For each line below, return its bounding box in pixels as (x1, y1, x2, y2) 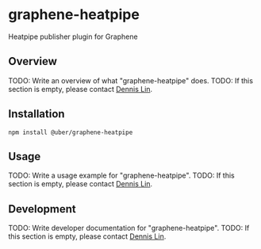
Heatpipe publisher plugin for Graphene (8, 32, 138, 41)
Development (8, 202, 77, 216)
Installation (8, 107, 65, 121)
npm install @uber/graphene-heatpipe (8, 128, 133, 136)
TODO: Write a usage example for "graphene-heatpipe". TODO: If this (8, 170, 236, 180)
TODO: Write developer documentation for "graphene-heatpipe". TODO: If (8, 224, 250, 233)
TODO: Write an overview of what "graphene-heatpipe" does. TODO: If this (8, 75, 254, 85)
